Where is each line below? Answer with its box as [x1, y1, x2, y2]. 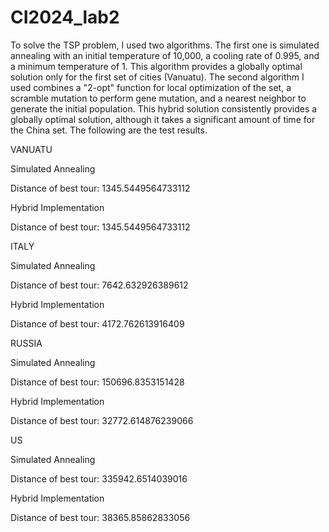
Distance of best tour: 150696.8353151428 [10, 376, 185, 388]
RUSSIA [10, 337, 43, 349]
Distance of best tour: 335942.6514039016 [10, 472, 188, 485]
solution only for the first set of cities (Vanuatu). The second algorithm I [10, 71, 305, 83]
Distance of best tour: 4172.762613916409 [10, 317, 185, 330]
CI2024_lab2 [10, 6, 120, 29]
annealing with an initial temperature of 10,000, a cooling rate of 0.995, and [10, 49, 320, 61]
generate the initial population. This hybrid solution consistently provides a [10, 102, 318, 115]
